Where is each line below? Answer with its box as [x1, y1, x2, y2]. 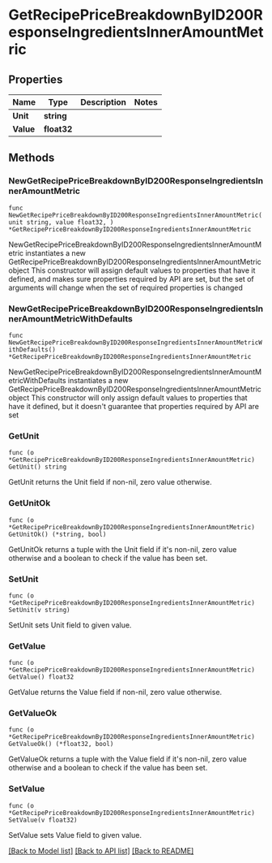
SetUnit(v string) [8, 606, 70, 614]
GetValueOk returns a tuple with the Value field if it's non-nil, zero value [8, 754, 247, 764]
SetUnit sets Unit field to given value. [8, 619, 132, 630]
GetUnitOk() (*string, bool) [8, 530, 107, 538]
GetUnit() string [8, 463, 67, 472]
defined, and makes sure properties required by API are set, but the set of [8, 274, 255, 283]
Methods [8, 151, 55, 165]
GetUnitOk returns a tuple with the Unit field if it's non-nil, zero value [8, 544, 237, 554]
